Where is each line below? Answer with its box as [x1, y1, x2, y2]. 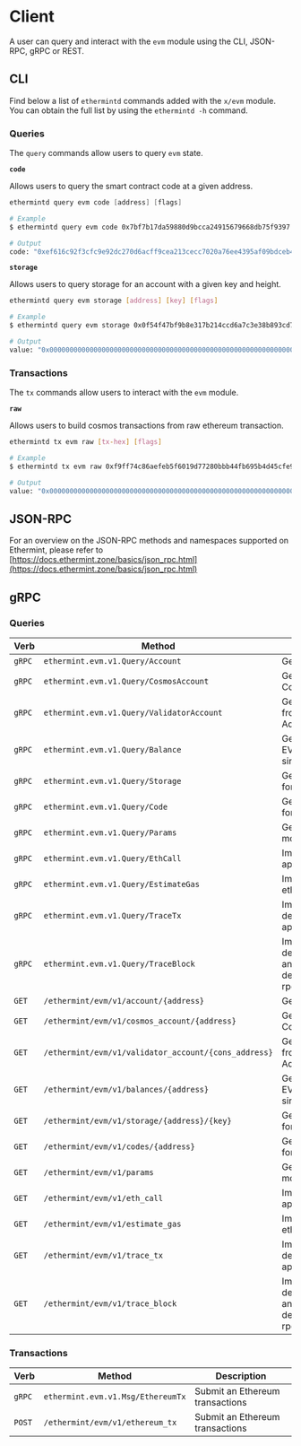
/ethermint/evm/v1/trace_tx [43, 1250, 164, 1260]
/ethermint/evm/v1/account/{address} [43, 996, 204, 1006]
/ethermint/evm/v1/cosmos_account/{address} [43, 1015, 237, 1026]
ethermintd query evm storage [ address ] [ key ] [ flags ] [9, 296, 219, 306]
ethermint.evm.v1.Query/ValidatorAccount [43, 707, 223, 718]
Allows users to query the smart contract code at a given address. [9, 181, 254, 192]
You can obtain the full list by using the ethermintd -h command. [9, 105, 248, 116]
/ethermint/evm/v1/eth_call [43, 1193, 164, 1203]
